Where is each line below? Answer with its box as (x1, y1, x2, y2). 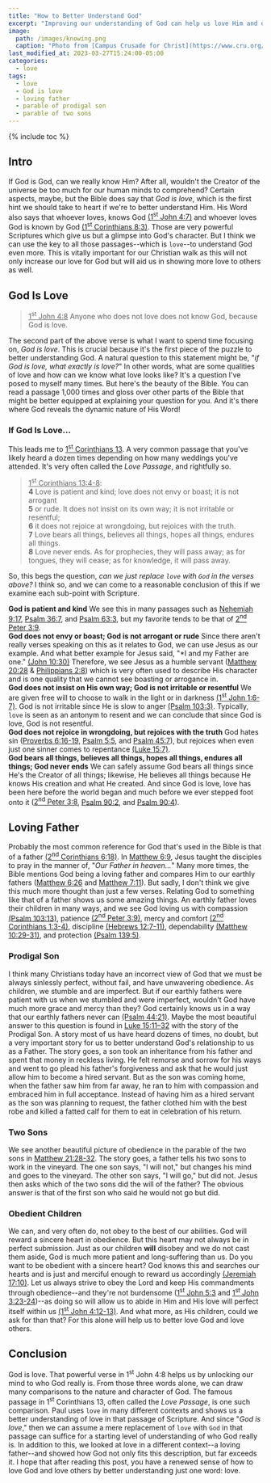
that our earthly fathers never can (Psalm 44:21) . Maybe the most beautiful (8, 1012, 256, 1022)
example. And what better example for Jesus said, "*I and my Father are (8, 648, 249, 658)
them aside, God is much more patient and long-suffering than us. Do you (8, 1252, 253, 1262)
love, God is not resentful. (8, 718, 94, 728)
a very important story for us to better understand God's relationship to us (8, 1038, 254, 1047)
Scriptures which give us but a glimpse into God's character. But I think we (8, 231, 256, 241)
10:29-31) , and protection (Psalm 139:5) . (8, 930, 141, 940)
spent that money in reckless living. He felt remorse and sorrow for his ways (8, 1055, 261, 1064)
